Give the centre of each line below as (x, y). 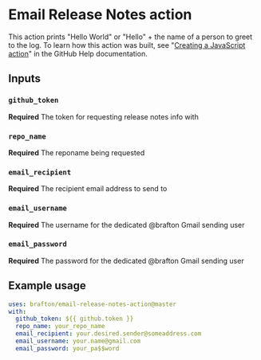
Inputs (25, 78)
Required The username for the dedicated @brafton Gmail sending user (127, 225)
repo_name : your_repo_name (60, 327)
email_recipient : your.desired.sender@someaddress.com (109, 334)
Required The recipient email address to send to (88, 189)
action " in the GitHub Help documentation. (78, 53)
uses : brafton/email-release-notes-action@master (93, 304)
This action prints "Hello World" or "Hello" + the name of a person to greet (130, 37)
